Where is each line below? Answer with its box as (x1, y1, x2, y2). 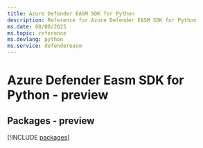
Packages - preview (7, 115, 95, 126)
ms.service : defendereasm (7, 42, 82, 49)
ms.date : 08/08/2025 (7, 23, 67, 30)
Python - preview (7, 88, 109, 103)
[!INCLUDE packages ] (7, 133, 70, 141)
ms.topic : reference (7, 29, 67, 37)
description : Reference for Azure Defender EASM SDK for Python (7, 17, 197, 24)
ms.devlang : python (7, 36, 64, 43)
